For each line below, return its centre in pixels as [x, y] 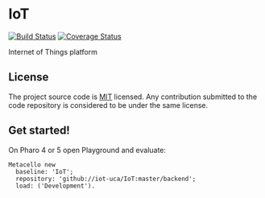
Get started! [39, 131]
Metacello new [32, 165]
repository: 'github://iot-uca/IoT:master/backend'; [106, 179]
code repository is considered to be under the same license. [108, 105]
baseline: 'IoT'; [45, 171]
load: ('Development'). [55, 186]
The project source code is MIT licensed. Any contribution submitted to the [133, 97]
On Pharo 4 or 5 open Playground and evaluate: [87, 150]
